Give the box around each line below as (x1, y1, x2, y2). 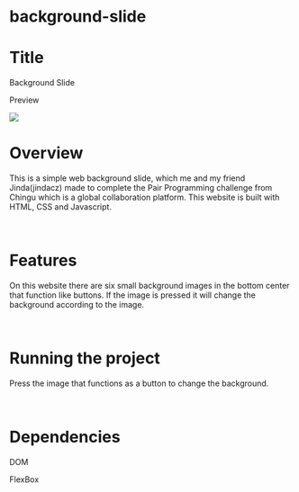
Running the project (9, 348, 160, 369)
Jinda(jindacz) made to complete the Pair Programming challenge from (9, 183, 273, 193)
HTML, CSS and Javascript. (9, 201, 113, 212)
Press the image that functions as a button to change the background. (9, 378, 269, 389)
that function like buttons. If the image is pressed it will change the (9, 290, 257, 300)
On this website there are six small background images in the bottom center (9, 281, 290, 291)
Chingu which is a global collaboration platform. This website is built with (9, 192, 280, 203)
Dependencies (9, 427, 121, 447)
